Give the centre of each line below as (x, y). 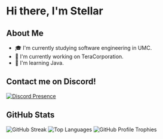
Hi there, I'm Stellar (55, 11)
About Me (25, 33)
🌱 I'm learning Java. (39, 63)
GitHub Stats (30, 115)
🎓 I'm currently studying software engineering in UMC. (83, 48)
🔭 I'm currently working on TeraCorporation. (69, 56)
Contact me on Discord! (51, 82)
